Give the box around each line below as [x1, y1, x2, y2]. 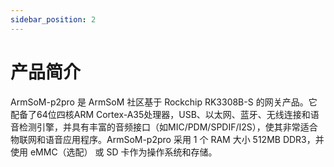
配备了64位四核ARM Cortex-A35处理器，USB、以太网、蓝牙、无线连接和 [10, 108, 311, 120]
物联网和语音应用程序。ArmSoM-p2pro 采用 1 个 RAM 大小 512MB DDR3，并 [10, 133, 325, 145]
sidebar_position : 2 [10, 14, 97, 25]
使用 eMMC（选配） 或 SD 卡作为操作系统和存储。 [10, 146, 218, 158]
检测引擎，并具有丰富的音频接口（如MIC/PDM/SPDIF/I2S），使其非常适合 [18, 121, 318, 133]
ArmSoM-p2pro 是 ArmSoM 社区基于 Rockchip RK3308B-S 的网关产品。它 [10, 96, 318, 108]
